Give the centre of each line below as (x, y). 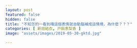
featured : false (22, 15)
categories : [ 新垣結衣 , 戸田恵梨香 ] (43, 29)
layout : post (19, 10)
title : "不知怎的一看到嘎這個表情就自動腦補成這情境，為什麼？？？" (69, 24)
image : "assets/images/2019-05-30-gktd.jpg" (53, 33)
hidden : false (20, 19)
